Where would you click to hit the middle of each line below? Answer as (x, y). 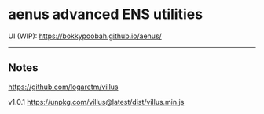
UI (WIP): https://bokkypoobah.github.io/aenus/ (85, 36)
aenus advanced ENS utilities (105, 14)
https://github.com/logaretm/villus (63, 87)
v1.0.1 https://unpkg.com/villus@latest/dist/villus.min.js (96, 102)
